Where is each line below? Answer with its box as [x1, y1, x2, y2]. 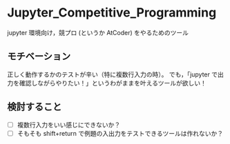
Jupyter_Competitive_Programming [7, 5, 217, 21]
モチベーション [7, 50, 71, 63]
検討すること [7, 101, 62, 113]
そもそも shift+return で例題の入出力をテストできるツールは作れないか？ [17, 129, 223, 137]
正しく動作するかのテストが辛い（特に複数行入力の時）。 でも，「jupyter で [7, 70, 218, 79]
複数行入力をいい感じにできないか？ [17, 121, 121, 129]
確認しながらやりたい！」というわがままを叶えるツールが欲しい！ [19, 79, 207, 87]
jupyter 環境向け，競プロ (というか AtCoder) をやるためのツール [7, 28, 189, 37]
